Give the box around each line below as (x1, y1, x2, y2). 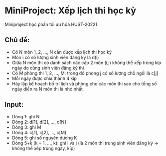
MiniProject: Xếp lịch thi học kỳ (4, 5, 137, 16)
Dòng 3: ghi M (11, 124, 41, 130)
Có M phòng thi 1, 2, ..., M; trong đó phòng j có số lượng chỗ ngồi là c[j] (11, 70, 159, 76)
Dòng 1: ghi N (11, 113, 40, 119)
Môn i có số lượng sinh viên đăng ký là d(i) (11, 54, 99, 60)
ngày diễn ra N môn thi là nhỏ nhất (11, 86, 83, 92)
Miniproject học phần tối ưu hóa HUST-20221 (4, 21, 98, 27)
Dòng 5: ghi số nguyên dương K (11, 135, 77, 141)
